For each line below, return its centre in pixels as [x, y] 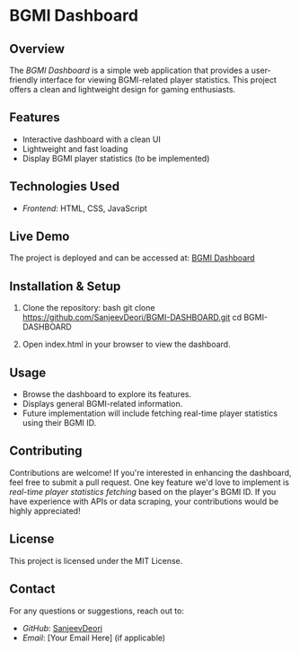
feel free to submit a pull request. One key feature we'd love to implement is [150, 482]
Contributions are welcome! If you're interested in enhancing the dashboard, [150, 472]
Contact [32, 589]
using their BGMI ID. [59, 423]
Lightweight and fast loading [75, 148]
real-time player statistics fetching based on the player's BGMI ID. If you [143, 491]
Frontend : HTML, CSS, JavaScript [85, 208]
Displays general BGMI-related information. [102, 404]
